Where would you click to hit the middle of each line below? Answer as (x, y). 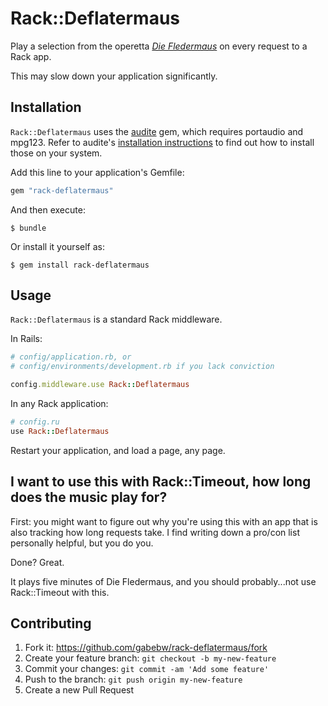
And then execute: (48, 209)
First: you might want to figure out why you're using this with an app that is (164, 521)
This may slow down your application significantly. (114, 76)
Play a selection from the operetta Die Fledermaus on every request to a (159, 46)
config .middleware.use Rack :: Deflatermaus (100, 385)
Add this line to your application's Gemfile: (97, 172)
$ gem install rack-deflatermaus (80, 265)
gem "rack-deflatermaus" (62, 190)
